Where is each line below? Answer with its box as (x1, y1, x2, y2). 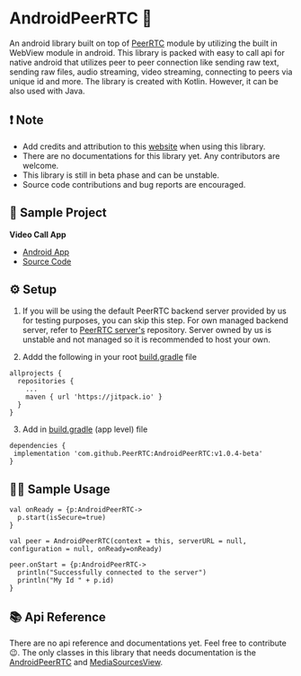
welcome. (22, 160, 59, 171)
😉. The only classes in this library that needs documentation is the (9, 647, 256, 658)
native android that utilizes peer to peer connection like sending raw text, (9, 57, 279, 67)
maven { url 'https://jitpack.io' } (25, 392, 164, 402)
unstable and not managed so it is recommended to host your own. (22, 334, 271, 345)
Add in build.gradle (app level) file (22, 424, 148, 435)
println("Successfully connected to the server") (17, 568, 207, 577)
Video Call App (9, 229, 66, 240)
